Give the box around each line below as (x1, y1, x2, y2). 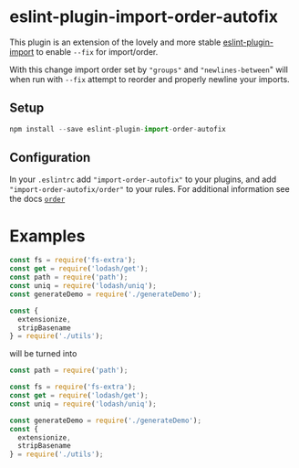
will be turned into (9, 348, 77, 359)
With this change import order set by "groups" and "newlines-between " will (9, 64, 289, 75)
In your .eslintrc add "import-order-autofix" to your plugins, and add (9, 174, 276, 185)
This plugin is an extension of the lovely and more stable (9, 37, 222, 48)
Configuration (9, 150, 91, 165)
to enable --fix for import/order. (36, 46, 159, 57)
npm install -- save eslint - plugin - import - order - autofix (9, 124, 226, 133)
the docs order (9, 194, 66, 205)
